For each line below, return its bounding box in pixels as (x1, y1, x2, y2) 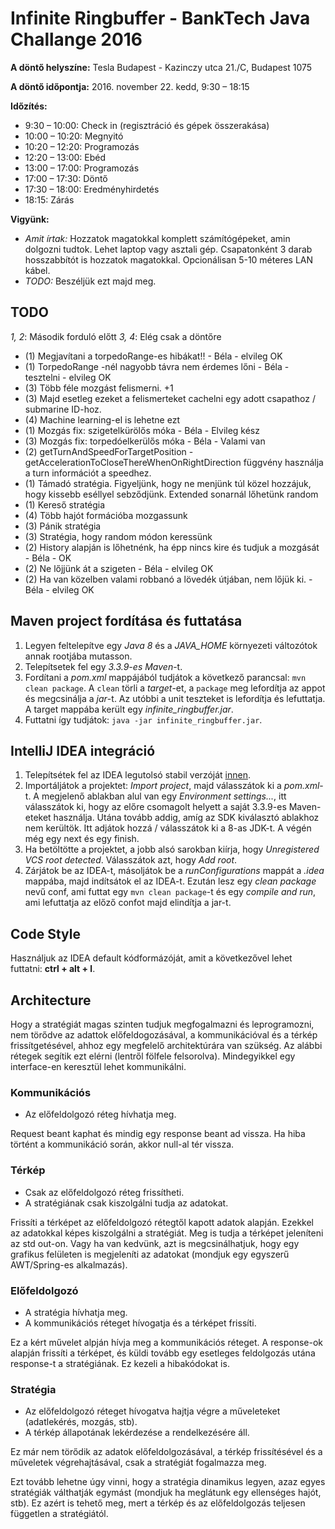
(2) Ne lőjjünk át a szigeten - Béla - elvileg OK (24, 562, 214, 574)
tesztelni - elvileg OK (24, 371, 112, 383)
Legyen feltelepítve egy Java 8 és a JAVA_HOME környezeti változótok (24, 639, 318, 651)
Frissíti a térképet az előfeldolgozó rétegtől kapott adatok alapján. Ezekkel (10, 1216, 315, 1228)
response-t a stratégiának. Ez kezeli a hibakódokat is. (10, 1357, 230, 1369)
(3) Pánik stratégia (24, 520, 102, 532)
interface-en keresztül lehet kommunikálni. (10, 1061, 187, 1072)
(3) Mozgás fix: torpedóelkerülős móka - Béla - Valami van (24, 435, 266, 447)
